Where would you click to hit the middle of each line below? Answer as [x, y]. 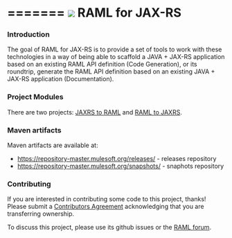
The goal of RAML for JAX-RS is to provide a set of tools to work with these [115, 49]
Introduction [28, 35]
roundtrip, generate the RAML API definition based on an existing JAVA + [111, 71]
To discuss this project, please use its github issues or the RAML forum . [109, 228]
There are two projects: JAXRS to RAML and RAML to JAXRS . [95, 112]
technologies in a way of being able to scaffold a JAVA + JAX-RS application [116, 57]
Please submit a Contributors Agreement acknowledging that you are [106, 207]
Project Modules [35, 97]
